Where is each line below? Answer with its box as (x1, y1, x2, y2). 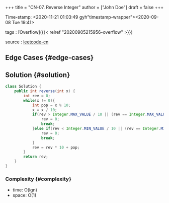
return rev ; (23, 154, 49, 159)
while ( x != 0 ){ (23, 98, 55, 103)
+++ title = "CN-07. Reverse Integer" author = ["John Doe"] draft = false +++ (5, 5, 164, 10)
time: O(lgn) (12, 187, 38, 193)
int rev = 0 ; (23, 93, 51, 98)
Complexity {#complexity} (5, 175, 72, 182)
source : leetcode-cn (5, 39, 49, 45)
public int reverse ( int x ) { (14, 89, 75, 94)
